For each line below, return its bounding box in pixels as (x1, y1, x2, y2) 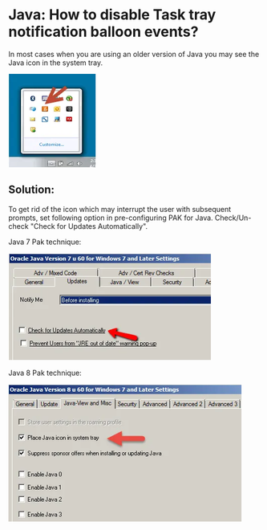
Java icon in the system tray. (8, 58, 103, 67)
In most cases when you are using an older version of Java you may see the (8, 49, 260, 59)
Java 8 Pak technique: (8, 368, 82, 377)
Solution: (8, 183, 55, 197)
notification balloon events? (8, 22, 199, 41)
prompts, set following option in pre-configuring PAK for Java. (8, 213, 214, 222)
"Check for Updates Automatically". (30, 221, 148, 230)
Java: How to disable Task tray (8, 6, 216, 24)
